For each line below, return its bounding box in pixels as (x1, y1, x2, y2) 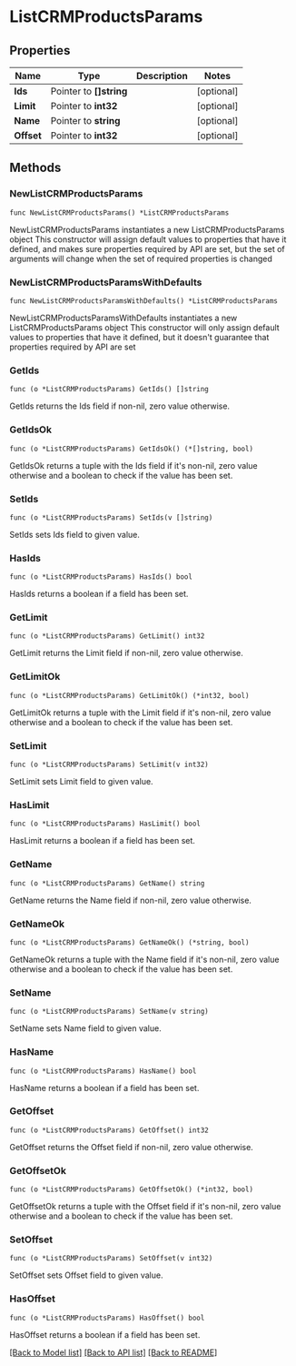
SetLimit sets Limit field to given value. (9, 776, 153, 787)
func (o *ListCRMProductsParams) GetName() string (9, 878, 205, 888)
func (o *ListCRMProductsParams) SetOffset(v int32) (9, 1254, 213, 1263)
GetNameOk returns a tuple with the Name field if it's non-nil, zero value (9, 954, 280, 965)
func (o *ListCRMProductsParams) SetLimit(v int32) (9, 760, 209, 770)
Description (135, 70, 188, 82)
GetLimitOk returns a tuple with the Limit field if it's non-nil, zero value (9, 707, 271, 718)
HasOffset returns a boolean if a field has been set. (9, 1329, 201, 1340)
